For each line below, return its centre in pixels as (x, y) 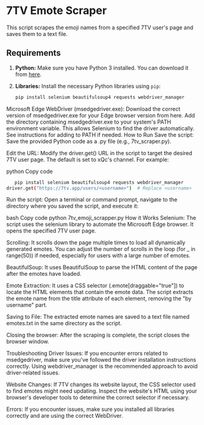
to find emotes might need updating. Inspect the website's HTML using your (102, 391)
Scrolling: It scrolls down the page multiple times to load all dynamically (96, 243)
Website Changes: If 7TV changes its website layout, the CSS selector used (101, 385)
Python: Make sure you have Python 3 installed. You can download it (102, 68)
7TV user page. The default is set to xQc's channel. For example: (88, 160)
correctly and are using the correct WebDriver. (65, 416)
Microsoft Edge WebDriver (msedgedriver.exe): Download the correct (93, 109)
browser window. (28, 342)
